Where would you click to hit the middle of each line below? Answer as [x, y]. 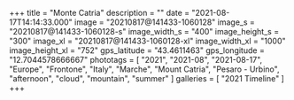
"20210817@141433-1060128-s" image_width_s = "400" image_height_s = [144, 31]
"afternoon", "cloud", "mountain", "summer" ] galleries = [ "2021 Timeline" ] [147, 78]
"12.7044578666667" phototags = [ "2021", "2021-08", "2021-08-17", [136, 60]
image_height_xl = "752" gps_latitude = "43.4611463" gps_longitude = [137, 50]
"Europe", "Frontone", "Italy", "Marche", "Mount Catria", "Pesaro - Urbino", [144, 69]
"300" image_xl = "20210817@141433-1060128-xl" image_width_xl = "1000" [147, 41]
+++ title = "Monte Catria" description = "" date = [100, 13]
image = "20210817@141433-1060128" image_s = [164, 22]
